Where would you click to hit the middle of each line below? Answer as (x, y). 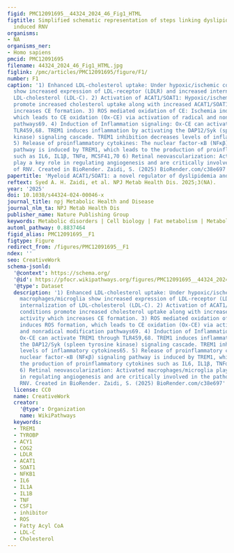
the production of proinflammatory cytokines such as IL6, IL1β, (117, 364)
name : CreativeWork (42, 396)
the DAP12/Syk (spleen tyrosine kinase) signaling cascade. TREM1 (118, 344)
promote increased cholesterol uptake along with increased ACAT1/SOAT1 (121, 105)
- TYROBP (26, 435)
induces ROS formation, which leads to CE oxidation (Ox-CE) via (117, 325)
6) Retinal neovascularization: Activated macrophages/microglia (117, 370)
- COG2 (23, 448)
